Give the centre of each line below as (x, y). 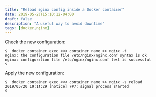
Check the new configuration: (35, 42)
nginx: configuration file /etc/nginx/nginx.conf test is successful (78, 60)
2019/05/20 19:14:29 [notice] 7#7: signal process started (67, 87)
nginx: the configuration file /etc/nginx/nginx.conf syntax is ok (76, 55)
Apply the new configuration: (35, 73)
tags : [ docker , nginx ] (27, 28)
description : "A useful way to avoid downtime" (55, 23)
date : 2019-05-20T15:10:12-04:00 (39, 14)
